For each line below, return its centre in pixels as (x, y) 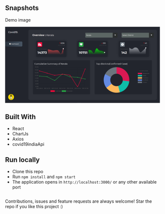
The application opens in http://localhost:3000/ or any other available (84, 182)
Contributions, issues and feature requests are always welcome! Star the (79, 201)
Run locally (23, 160)
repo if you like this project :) (34, 207)
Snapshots (22, 8)
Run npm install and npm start (44, 177)
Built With (20, 117)
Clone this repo (27, 171)
